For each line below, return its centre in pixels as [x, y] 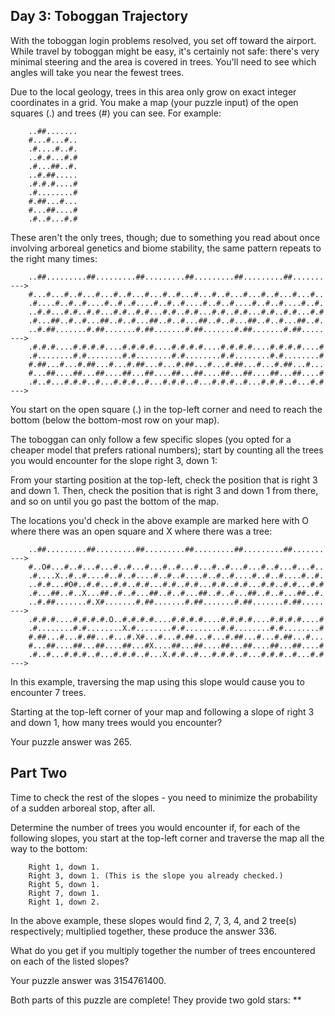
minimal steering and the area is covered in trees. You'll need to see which [163, 61]
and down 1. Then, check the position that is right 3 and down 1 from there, [164, 490]
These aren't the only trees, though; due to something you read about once [165, 237]
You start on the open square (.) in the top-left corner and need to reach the [166, 409]
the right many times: [54, 258]
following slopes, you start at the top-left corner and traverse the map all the [167, 838]
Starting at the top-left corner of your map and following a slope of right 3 [162, 711]
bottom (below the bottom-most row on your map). [115, 420]
